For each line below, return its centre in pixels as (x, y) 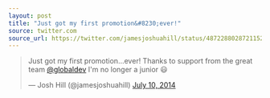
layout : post (30, 16)
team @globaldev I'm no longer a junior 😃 (98, 70)
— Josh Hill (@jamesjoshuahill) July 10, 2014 (102, 85)
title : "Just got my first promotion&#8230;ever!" (95, 23)
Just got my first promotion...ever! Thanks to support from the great (140, 61)
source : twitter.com (43, 31)
